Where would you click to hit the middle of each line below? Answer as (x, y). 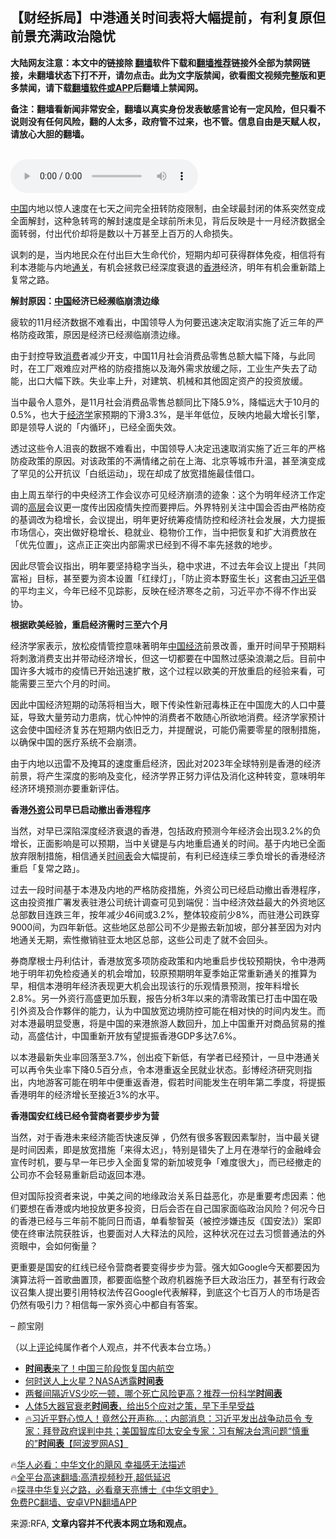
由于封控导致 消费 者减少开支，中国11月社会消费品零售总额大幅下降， (150, 355)
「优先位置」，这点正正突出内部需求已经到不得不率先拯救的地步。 (144, 544)
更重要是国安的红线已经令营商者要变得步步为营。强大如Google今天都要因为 (165, 1267)
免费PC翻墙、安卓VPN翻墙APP (73, 1502)
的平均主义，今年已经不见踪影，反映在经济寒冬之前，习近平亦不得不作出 (159, 590)
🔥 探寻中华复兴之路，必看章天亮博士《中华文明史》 (114, 1489)
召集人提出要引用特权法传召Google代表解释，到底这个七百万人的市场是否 (169, 1292)
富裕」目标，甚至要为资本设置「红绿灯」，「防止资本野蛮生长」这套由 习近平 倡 (168, 578)
